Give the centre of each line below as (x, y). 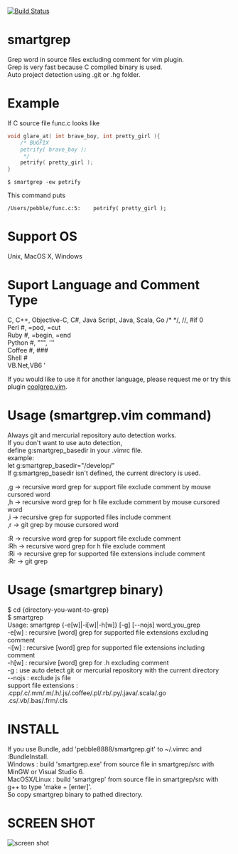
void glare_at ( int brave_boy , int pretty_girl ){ (84, 136)
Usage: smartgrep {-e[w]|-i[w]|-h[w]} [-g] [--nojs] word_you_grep (104, 625)
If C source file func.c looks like (54, 123)
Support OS (42, 237)
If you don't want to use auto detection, (65, 442)
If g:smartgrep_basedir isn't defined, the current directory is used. (104, 473)
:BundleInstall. (28, 756)
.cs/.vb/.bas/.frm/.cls (38, 700)
